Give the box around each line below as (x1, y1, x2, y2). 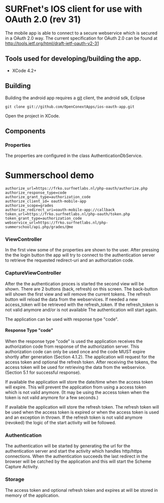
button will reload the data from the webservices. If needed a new (5, 296, 138, 302)
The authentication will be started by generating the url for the (5, 443, 131, 449)
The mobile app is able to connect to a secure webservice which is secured (5, 30, 158, 36)
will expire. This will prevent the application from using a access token (5, 384, 146, 390)
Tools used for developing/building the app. (5, 55, 141, 63)
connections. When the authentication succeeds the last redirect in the (5, 454, 148, 459)
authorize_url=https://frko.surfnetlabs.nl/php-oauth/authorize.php (5, 186, 148, 191)
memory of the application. (5, 492, 60, 498)
